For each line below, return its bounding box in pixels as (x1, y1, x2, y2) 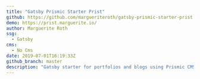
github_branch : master (6, 58, 62, 64)
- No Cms (11, 48, 33, 53)
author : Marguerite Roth (6, 25, 68, 31)
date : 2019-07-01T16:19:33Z (6, 53, 76, 59)
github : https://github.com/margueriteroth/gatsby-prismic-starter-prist (6, 14, 193, 20)
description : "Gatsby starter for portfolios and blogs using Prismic (6, 64, 185, 70)
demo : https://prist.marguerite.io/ (6, 20, 97, 26)
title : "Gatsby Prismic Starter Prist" (6, 8, 105, 15)
